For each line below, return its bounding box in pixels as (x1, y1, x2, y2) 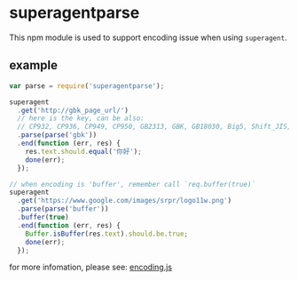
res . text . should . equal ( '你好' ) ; (25, 147, 142, 156)
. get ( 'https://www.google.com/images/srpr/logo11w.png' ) (17, 197, 232, 205)
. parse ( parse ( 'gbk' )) (17, 131, 98, 140)
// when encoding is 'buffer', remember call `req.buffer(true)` (9, 180, 255, 189)
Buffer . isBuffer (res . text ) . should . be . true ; (25, 229, 189, 238)
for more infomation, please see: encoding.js (9, 261, 173, 273)
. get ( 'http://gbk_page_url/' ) (17, 106, 129, 115)
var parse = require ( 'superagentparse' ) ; (9, 81, 165, 91)
